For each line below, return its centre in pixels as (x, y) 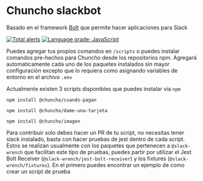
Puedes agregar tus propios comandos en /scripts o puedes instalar (93, 51)
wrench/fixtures (27, 165)
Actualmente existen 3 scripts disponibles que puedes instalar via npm (94, 88)
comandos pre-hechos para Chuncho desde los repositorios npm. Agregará (101, 57)
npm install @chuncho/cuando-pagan (52, 100)
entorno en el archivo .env (39, 77)
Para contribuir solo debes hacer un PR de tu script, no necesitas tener (95, 132)
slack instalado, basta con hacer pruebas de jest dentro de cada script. (96, 139)
